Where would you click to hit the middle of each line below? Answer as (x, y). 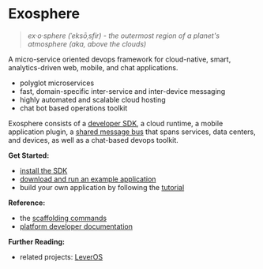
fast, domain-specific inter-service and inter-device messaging (122, 91)
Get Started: (29, 155)
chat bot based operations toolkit (73, 108)
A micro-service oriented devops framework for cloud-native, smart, (120, 59)
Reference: (27, 203)
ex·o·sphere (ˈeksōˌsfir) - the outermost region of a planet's (123, 35)
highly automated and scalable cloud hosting (92, 99)
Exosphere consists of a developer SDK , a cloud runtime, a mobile (116, 123)
